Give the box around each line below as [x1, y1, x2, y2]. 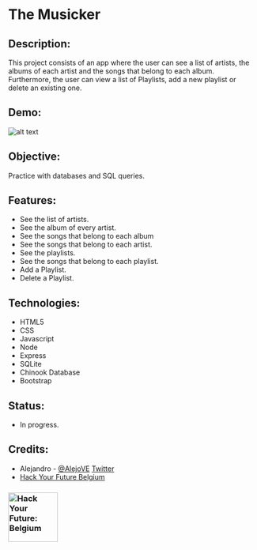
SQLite [19, 360, 42, 369]
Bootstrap [19, 376, 52, 386]
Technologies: [8, 296, 81, 310]
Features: [8, 194, 57, 207]
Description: [8, 37, 71, 51]
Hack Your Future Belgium [19, 472, 105, 481]
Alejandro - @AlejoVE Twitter [19, 464, 115, 473]
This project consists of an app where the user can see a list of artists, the [8, 58, 250, 67]
